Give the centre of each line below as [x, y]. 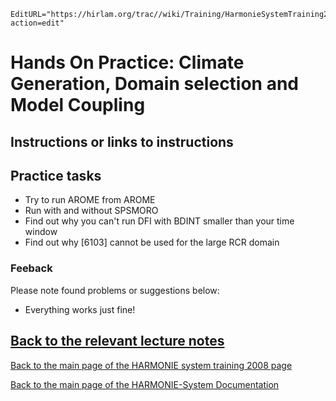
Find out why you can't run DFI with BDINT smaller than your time [159, 221]
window [41, 232]
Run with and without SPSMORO [91, 211]
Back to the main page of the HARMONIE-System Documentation [145, 384]
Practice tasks [56, 175]
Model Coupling [78, 105]
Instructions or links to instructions [122, 141]
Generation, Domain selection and [155, 84]
